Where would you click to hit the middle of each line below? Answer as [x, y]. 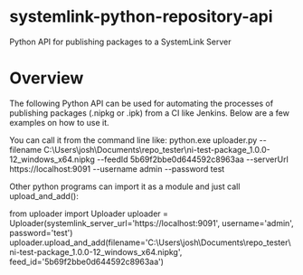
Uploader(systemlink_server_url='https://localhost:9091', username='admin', [151, 223]
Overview [47, 78]
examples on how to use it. [60, 122]
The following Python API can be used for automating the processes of [142, 103]
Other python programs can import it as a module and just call [125, 186]
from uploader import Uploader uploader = [89, 213]
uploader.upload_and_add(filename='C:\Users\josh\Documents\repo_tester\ [150, 242]
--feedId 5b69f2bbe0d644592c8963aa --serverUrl [193, 159]
